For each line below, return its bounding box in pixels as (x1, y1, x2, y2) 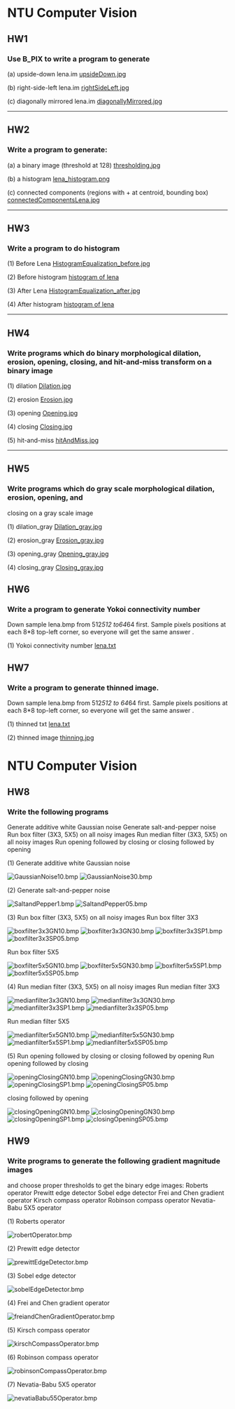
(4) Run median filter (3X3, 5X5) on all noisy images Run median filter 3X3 (7, 982, 220, 991)
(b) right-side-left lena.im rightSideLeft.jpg (7, 83, 129, 92)
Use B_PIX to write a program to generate (7, 54, 150, 64)
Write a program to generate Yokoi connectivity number (7, 604, 201, 614)
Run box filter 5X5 (7, 947, 59, 956)
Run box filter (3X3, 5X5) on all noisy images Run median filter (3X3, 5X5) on (7, 830, 227, 839)
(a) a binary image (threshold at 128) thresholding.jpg (7, 161, 161, 169)
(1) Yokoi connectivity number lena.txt (7, 641, 117, 650)
